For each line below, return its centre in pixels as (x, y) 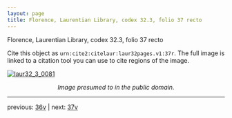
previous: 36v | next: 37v (42, 107)
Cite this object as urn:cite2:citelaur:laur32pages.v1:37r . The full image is (116, 53)
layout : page (26, 13)
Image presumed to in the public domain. (116, 87)
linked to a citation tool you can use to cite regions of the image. (98, 60)
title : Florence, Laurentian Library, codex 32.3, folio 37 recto (105, 20)
